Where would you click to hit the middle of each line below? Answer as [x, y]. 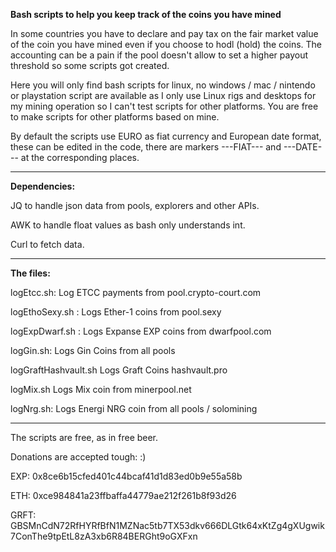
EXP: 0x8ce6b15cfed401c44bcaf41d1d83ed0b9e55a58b [126, 476]
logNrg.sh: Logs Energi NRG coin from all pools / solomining [134, 408]
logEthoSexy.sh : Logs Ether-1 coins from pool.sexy [116, 312]
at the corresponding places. [80, 157]
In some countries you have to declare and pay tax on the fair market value [164, 33]
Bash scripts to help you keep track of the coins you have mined [146, 14]
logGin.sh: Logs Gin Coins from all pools [93, 350]
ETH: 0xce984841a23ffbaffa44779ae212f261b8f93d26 [123, 495]
